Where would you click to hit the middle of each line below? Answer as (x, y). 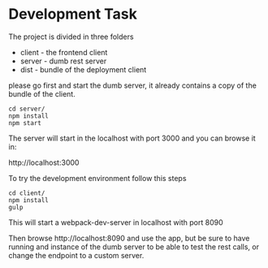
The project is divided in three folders (71, 37)
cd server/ (27, 109)
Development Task (73, 14)
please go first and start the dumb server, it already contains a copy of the (133, 85)
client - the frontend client (64, 52)
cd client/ (27, 193)
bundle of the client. (42, 93)
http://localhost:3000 (44, 162)
